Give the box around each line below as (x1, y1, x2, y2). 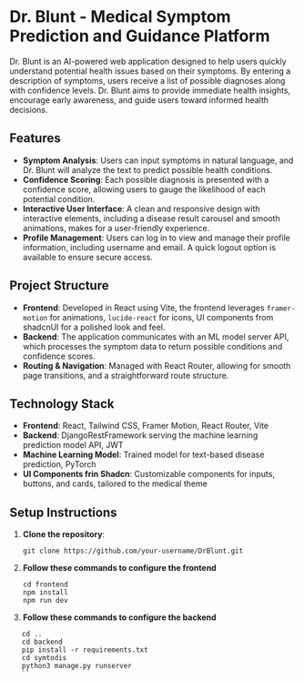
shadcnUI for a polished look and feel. (22, 321, 166, 332)
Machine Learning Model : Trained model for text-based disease (22, 449, 265, 461)
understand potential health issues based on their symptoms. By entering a (9, 66, 291, 76)
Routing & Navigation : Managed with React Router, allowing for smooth (22, 360, 291, 371)
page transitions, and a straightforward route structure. (22, 370, 229, 381)
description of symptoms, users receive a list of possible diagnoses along (9, 75, 286, 86)
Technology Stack (9, 396, 115, 412)
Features (9, 130, 61, 147)
